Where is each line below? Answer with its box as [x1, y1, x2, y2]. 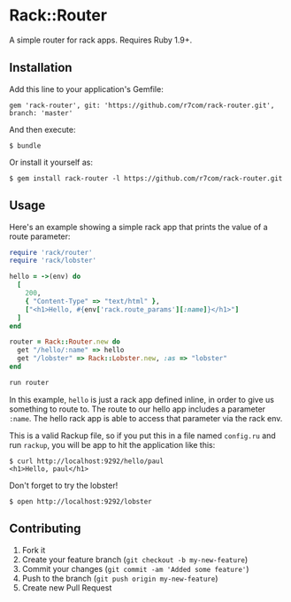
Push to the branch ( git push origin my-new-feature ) [21, 573, 218, 583]
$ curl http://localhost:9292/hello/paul [9, 457, 165, 466]
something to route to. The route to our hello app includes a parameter [9, 404, 266, 414]
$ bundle [9, 141, 42, 150]
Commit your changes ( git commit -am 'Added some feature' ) [21, 563, 249, 574]
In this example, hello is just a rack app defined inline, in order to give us [9, 394, 274, 405]
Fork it [21, 544, 46, 555]
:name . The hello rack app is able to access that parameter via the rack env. [9, 413, 283, 423]
